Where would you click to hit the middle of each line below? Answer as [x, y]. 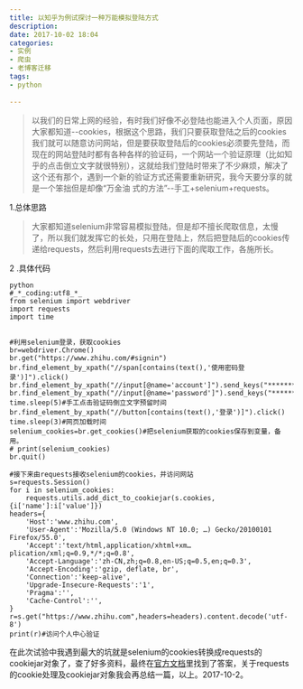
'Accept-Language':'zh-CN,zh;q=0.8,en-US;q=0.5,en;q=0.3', [139, 561]
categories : [32, 43]
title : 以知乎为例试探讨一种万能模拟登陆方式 [84, 18]
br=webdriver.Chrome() [52, 350]
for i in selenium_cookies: [62, 490]
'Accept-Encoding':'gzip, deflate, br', [102, 569]
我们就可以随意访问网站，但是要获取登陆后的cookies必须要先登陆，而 [161, 143]
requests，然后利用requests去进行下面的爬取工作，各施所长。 [163, 248]
